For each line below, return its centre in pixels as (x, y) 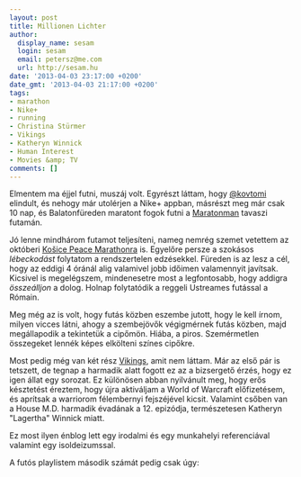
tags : (19, 93)
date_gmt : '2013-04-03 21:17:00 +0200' (84, 85)
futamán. (26, 222)
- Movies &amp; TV (44, 160)
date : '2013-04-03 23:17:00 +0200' (76, 76)
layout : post (34, 18)
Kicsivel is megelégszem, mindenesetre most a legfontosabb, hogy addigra (148, 278)
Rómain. (25, 297)
